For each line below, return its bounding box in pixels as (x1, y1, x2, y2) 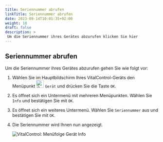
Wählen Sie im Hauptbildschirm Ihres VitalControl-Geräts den (12, 74, 135, 80)
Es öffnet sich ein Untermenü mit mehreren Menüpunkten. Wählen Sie (12, 92, 152, 98)
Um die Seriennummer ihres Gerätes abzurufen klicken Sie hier (7, 35, 138, 39)
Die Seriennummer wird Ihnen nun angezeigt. (12, 122, 103, 127)
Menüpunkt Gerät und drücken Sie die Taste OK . (12, 83, 116, 89)
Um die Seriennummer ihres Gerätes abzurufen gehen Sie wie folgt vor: (5, 65, 148, 71)
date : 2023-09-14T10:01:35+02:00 (5, 16, 73, 21)
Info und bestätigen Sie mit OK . (12, 98, 74, 104)
